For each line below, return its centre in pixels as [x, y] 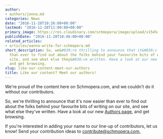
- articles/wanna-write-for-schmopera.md [48, 46]
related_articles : [24, 41]
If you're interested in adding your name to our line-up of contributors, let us [81, 126]
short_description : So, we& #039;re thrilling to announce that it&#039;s [81, 50]
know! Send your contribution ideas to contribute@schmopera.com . [73, 131]
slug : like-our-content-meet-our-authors [48, 69]
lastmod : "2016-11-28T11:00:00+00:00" [44, 28]
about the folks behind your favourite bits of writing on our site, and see [77, 106]
